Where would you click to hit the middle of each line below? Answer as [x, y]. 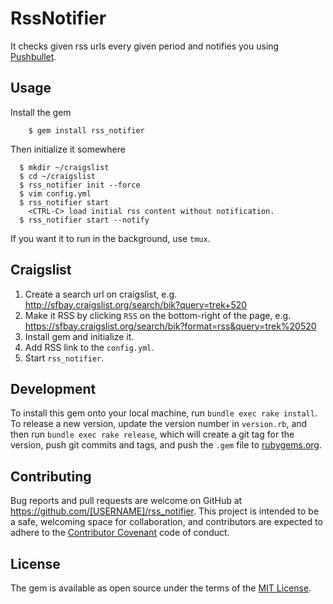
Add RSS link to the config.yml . [89, 347]
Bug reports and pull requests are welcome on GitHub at [126, 501]
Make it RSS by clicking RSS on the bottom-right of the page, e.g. [158, 315]
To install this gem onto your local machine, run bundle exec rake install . [164, 413]
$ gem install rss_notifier [86, 130]
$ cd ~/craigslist [58, 176]
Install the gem [41, 112]
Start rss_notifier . [64, 358]
